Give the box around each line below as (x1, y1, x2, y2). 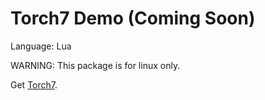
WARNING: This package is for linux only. (10, 59, 181, 71)
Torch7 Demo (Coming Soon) (10, 7, 256, 30)
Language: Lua (10, 40, 72, 52)
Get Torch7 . (10, 78, 58, 91)
